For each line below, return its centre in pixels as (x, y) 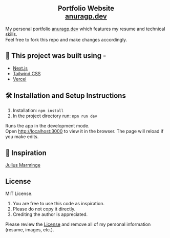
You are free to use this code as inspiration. (59, 204)
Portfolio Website (86, 8)
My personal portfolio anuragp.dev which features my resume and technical (85, 29)
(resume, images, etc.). (30, 230)
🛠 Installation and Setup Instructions (66, 96)
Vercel (19, 79)
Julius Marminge (23, 165)
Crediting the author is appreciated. (50, 214)
